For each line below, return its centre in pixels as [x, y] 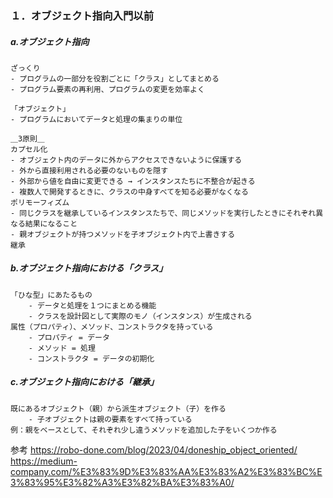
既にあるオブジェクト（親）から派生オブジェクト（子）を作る [118, 408]
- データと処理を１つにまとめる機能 [92, 305]
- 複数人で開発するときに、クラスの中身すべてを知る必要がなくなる [129, 192]
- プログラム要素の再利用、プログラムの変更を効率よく [107, 89]
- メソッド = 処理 [62, 348]
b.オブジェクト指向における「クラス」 [89, 268]
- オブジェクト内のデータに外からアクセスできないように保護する [126, 160]
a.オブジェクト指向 [50, 41]
